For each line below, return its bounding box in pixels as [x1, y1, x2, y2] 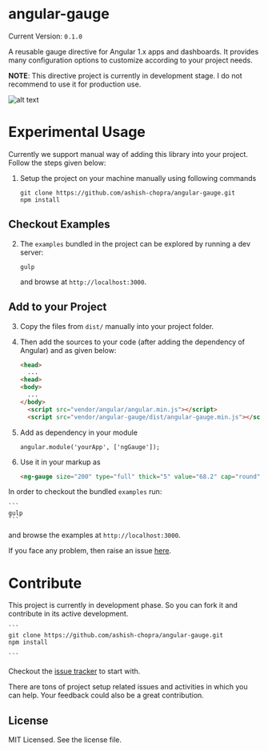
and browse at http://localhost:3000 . [19, 277, 146, 287]
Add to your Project [8, 300, 107, 314]
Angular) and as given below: [19, 345, 117, 355]
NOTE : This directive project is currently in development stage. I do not [8, 70, 242, 80]
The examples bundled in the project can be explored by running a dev [19, 239, 250, 248]
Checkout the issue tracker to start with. [8, 666, 141, 677]
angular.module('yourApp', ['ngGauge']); [19, 443, 160, 451]
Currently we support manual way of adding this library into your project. [8, 149, 248, 159]
